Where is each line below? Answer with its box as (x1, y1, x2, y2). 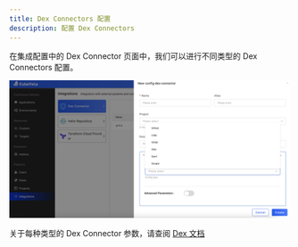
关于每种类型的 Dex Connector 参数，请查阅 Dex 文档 (9, 227, 205, 238)
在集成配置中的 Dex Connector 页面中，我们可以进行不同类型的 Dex (9, 50, 258, 62)
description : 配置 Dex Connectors (9, 23, 136, 33)
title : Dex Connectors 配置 (9, 14, 112, 23)
